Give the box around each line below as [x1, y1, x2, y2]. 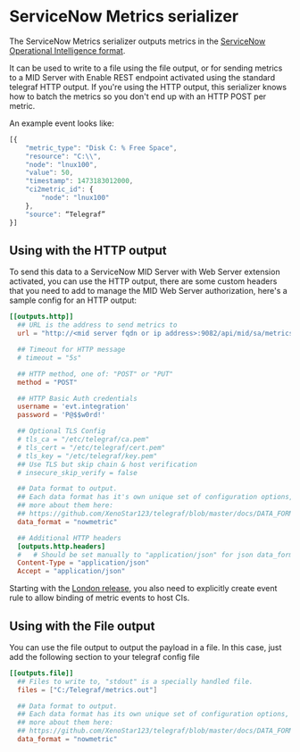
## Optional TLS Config [17, 427, 105, 436]
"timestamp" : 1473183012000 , [25, 177, 134, 186]
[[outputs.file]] [9, 668, 74, 678]
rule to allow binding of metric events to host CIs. [9, 592, 190, 604]
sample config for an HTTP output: [9, 295, 137, 305]
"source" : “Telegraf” [25, 210, 105, 219]
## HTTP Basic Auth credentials [17, 394, 138, 403]
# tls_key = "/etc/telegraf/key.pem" [17, 451, 158, 461]
